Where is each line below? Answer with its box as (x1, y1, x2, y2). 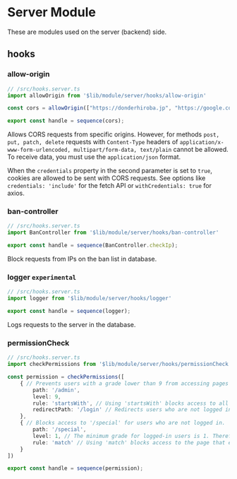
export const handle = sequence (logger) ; (7, 308, 131, 315)
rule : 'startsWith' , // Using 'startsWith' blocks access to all (32, 400, 229, 407)
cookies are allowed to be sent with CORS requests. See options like (7, 174, 206, 182)
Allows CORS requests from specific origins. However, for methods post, (7, 130, 220, 138)
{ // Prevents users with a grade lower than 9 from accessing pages (20, 379, 229, 387)
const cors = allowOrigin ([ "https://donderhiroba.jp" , (7, 105, 172, 112)
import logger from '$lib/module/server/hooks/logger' (7, 295, 172, 302)
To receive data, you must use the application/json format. (7, 153, 181, 161)
